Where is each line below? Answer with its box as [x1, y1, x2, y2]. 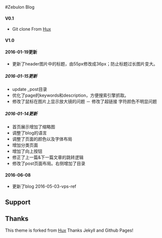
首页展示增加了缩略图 [12, 124, 55, 130]
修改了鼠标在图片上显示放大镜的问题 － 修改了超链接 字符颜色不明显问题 [12, 98, 157, 104]
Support [5, 198, 31, 206]
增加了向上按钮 [12, 148, 42, 154]
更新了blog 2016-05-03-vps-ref [12, 183, 77, 190]
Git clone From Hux [12, 26, 51, 32]
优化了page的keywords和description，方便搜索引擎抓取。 [12, 92, 129, 98]
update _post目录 [12, 86, 47, 92]
